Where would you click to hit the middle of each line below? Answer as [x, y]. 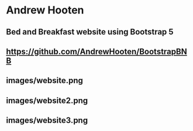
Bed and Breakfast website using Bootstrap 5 [90, 32]
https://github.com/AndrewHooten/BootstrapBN [96, 51]
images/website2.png [47, 100]
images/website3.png [47, 120]
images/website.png [45, 80]
